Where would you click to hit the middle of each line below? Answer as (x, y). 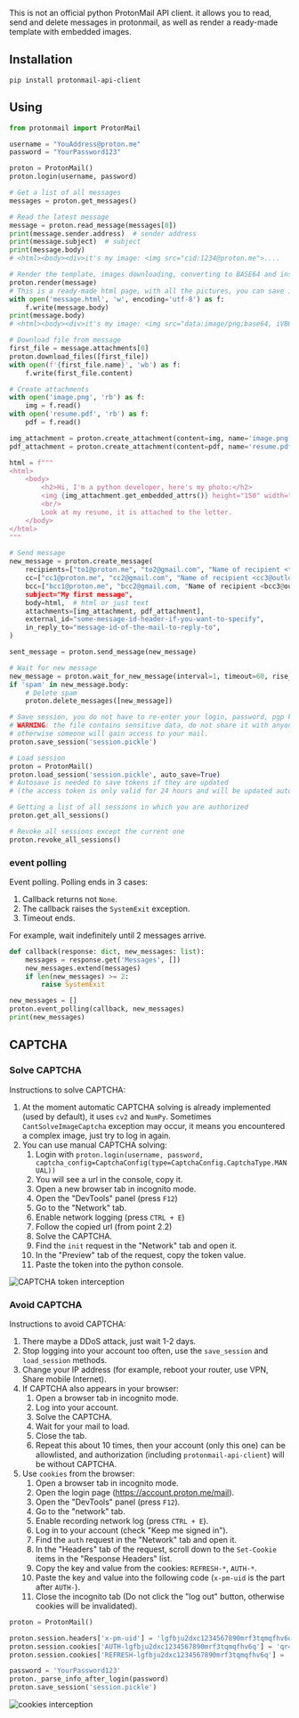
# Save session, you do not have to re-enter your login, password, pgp (147, 717)
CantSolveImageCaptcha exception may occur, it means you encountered (154, 1125)
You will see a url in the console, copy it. (109, 1179)
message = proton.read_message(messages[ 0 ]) (93, 225)
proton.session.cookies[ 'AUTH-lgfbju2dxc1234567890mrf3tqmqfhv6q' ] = (141, 1646)
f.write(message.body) (67, 307)
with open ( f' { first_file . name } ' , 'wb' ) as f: (95, 365)
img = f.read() (53, 406)
